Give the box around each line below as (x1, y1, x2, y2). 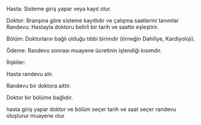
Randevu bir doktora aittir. (6, 82, 71, 89)
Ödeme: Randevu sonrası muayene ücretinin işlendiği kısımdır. (6, 47, 162, 54)
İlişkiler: (6, 59, 26, 66)
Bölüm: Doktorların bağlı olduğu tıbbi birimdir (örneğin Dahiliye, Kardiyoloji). (6, 35, 196, 42)
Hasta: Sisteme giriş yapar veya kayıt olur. (6, 5, 111, 12)
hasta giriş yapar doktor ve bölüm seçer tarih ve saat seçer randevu (6, 106, 177, 113)
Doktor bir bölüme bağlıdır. (6, 94, 73, 101)
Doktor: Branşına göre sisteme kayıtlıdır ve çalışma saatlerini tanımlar (6, 17, 179, 24)
